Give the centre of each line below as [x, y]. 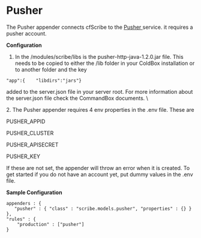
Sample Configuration [34, 192]
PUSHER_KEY [23, 156]
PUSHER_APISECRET [32, 144]
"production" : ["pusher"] [51, 224]
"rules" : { [21, 219]
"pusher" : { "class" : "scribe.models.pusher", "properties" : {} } [103, 209]
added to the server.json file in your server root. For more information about [100, 91]
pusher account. [26, 33]
